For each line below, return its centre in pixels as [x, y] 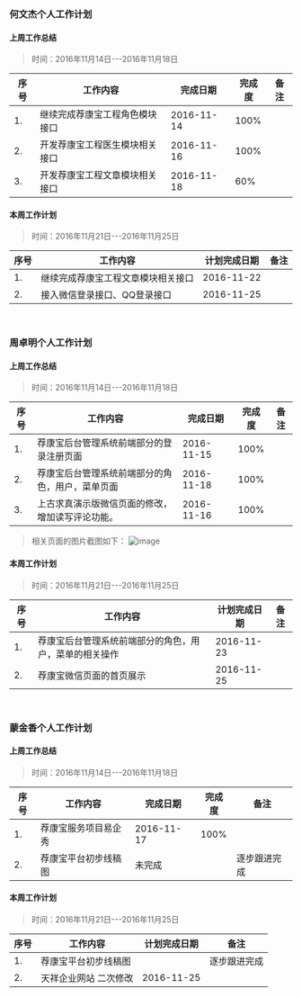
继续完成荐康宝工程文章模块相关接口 [118, 278]
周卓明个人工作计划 [51, 343]
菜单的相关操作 [87, 654]
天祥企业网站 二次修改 [87, 978]
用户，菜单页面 [87, 487]
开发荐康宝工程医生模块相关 [98, 145]
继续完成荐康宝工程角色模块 [98, 114]
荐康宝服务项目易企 [81, 828]
